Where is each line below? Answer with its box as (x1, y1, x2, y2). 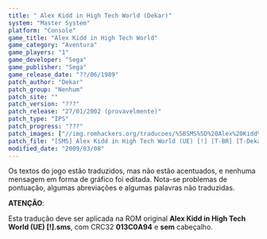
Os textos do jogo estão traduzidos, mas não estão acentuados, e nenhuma (8, 166, 256, 175)
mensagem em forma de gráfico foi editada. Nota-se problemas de (8, 175, 228, 184)
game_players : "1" (8, 48, 69, 56)
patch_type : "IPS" (8, 115, 69, 123)
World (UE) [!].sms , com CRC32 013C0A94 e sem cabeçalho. (8, 222, 213, 232)
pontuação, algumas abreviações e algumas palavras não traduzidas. (8, 183, 235, 193)
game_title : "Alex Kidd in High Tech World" (8, 33, 158, 42)
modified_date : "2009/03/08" (8, 145, 105, 152)
